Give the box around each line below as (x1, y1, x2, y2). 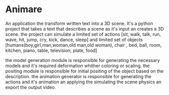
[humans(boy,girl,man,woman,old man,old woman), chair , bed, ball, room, (5, 42, 162, 48)
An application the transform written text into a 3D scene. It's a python (5, 20, 153, 26)
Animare (5, 4, 42, 15)
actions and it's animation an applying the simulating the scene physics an (5, 79, 162, 85)
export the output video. (5, 84, 56, 90)
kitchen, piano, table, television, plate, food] (5, 47, 98, 53)
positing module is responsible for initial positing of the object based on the (5, 68, 164, 74)
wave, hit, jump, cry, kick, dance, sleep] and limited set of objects (5, 37, 143, 43)
